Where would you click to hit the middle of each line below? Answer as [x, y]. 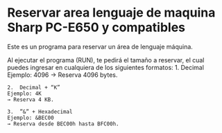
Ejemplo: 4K [24, 94]
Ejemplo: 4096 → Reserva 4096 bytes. [62, 75]
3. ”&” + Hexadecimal [40, 112]
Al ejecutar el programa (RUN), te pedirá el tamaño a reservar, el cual [106, 60]
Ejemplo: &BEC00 [31, 118]
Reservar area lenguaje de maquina [111, 13]
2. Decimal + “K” [34, 87]
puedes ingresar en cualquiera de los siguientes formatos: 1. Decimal [106, 67]
